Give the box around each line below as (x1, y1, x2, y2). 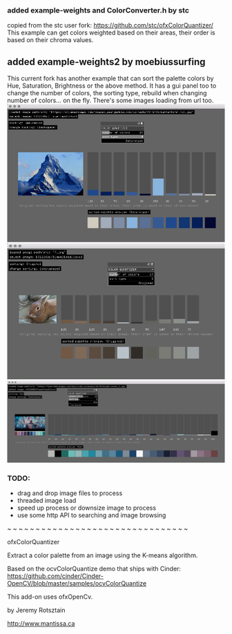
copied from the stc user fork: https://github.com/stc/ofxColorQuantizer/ (7, 21, 214, 30)
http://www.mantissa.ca (7, 619, 75, 628)
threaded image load (17, 497, 77, 505)
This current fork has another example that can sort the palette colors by (7, 75, 214, 83)
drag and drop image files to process (17, 489, 123, 497)
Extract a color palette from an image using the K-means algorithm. (7, 551, 198, 559)
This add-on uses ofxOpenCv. (7, 593, 93, 601)
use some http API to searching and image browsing (17, 511, 166, 519)
